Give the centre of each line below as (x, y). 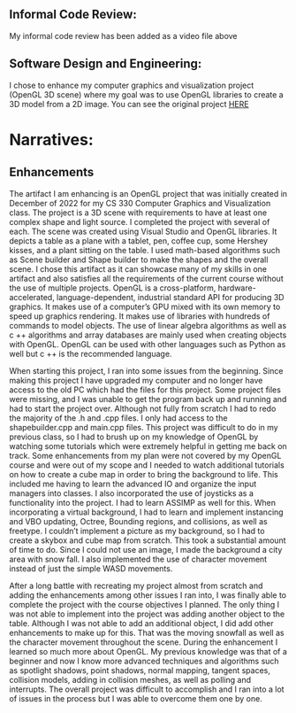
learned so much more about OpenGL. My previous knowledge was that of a (148, 651)
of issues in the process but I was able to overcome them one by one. (136, 698)
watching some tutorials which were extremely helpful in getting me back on (148, 446)
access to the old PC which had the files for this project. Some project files (145, 390)
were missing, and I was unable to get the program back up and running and (148, 399)
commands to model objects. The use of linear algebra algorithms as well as (148, 325)
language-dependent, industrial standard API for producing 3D (170, 297)
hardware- (237, 288)
